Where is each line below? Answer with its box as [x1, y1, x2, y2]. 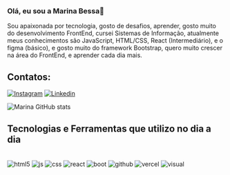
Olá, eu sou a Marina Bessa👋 [7, 6, 105, 16]
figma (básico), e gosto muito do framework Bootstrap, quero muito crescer [7, 44, 223, 52]
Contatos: [7, 71, 51, 83]
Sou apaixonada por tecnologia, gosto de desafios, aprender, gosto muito [7, 22, 216, 30]
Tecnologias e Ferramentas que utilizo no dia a [7, 123, 212, 134]
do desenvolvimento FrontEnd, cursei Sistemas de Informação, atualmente [7, 29, 220, 37]
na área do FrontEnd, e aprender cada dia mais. [7, 51, 143, 59]
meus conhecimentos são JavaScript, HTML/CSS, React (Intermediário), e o [7, 37, 223, 45]
